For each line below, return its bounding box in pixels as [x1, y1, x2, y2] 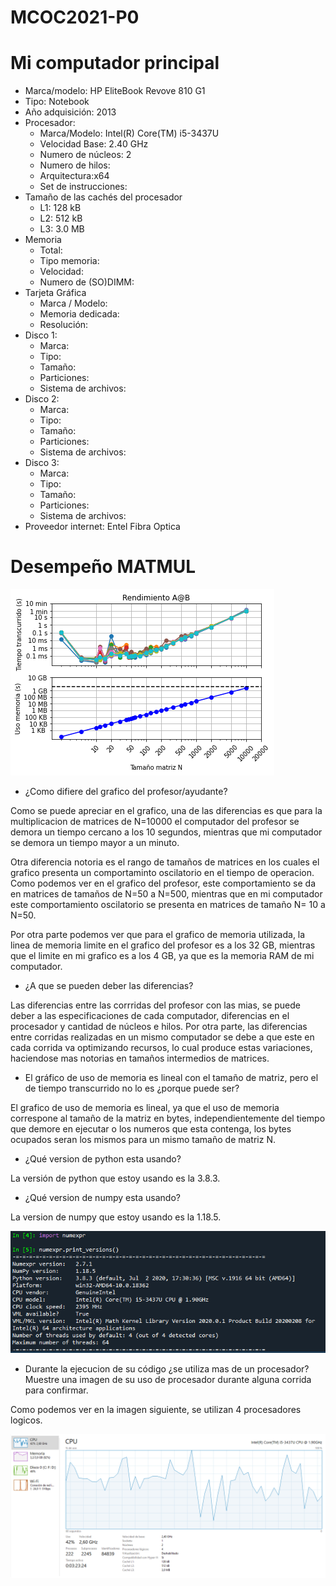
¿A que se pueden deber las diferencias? [24, 980, 194, 992]
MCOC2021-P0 [10, 6, 140, 29]
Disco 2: [24, 393, 60, 405]
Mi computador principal [10, 52, 220, 75]
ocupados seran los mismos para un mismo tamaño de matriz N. [10, 1134, 276, 1146]
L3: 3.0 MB [39, 223, 85, 235]
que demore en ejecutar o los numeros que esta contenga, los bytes [10, 1123, 292, 1135]
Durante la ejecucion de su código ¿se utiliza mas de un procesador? [24, 1362, 310, 1375]
